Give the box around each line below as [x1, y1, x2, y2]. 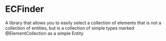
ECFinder [5, 3, 44, 15]
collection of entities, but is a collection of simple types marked [5, 25, 135, 31]
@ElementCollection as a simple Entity [5, 30, 84, 36]
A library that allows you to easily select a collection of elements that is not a [5, 20, 162, 26]
